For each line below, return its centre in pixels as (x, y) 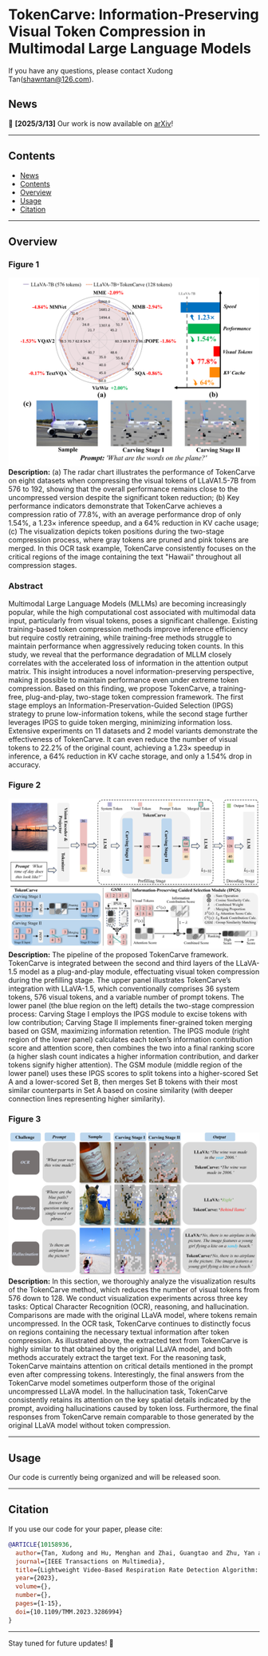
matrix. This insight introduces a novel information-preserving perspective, (131, 671)
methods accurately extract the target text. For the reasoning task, (117, 1358)
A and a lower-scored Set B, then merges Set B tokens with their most (123, 1082)
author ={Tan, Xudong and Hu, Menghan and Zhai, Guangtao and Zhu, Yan (135, 1553)
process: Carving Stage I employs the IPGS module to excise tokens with (128, 1014)
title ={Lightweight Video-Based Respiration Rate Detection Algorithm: (137, 1570)
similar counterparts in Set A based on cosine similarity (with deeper (121, 1090)
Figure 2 (25, 785)
